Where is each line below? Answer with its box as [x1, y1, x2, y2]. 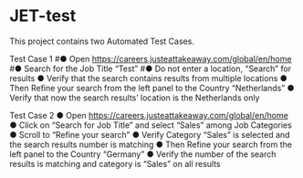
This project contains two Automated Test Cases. [9, 36, 194, 47]
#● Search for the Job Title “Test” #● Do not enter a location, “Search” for [9, 63, 292, 74]
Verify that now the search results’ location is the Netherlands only [9, 92, 260, 103]
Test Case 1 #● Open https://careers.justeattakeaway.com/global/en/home [9, 53, 292, 64]
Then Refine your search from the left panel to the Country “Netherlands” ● [9, 82, 295, 93]
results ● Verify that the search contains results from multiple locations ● [9, 72, 287, 83]
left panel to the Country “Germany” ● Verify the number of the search [9, 148, 277, 160]
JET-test [9, 5, 77, 26]
